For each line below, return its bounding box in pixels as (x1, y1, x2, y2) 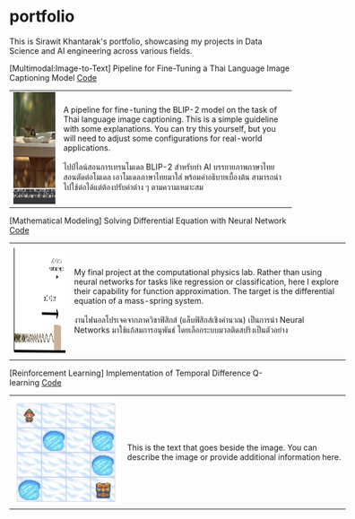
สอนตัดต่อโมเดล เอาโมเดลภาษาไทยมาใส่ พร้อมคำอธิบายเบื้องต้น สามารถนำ (63, 172, 282, 183)
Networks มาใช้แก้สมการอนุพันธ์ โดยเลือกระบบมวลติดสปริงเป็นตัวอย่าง (74, 324, 289, 335)
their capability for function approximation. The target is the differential (74, 285, 334, 297)
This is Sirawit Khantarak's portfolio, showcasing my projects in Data (9, 36, 263, 47)
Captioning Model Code (9, 72, 97, 82)
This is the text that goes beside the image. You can (126, 442, 318, 453)
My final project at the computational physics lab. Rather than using (74, 266, 323, 277)
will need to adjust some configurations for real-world (63, 133, 263, 144)
